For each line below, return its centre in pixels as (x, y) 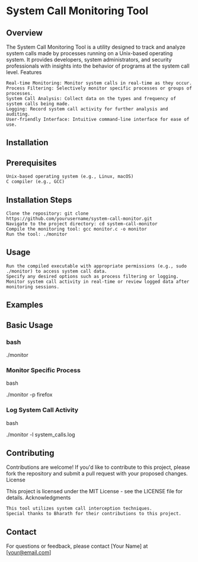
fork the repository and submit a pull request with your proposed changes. (97, 474)
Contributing (30, 453)
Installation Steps (39, 200)
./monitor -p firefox (29, 395)
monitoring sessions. (33, 287)
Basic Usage (30, 325)
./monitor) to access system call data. (57, 271)
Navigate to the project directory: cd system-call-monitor (82, 224)
